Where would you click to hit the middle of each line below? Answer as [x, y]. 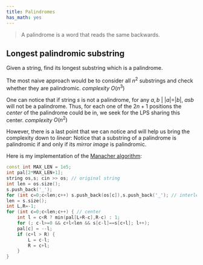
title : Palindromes [31, 12]
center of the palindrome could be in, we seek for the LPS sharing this [93, 113]
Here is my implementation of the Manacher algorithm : [74, 156]
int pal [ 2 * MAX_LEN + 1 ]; [35, 173]
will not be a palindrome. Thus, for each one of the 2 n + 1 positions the [94, 106]
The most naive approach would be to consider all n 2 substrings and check [100, 80]
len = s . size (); [27, 201]
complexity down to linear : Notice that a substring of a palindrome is [92, 138]
